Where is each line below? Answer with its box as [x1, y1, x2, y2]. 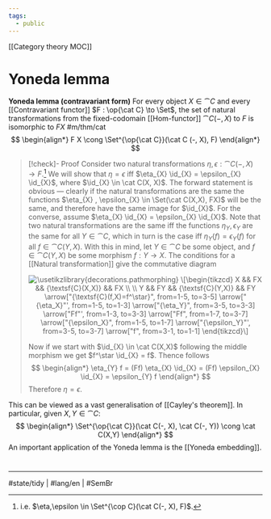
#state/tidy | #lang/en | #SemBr [8, 478, 114, 487]
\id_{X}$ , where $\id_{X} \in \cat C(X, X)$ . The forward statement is [27, 178, 253, 188]
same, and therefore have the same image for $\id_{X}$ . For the [27, 204, 241, 213]
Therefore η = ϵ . [27, 384, 83, 394]
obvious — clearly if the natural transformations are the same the [27, 187, 244, 196]
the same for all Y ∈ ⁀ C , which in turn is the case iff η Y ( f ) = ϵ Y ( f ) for [27, 231, 256, 243]
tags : [8, 11, 27, 20]
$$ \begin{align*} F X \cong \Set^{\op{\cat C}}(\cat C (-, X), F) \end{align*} [10, 135, 261, 145]
